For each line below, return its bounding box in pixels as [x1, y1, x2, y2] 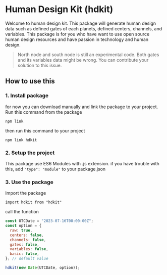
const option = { [5, 223, 42, 228]
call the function [5, 209, 39, 215]
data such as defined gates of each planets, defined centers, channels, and [5, 25, 162, 31]
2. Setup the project [5, 149, 55, 156]
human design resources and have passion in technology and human [5, 36, 149, 42]
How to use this [5, 77, 55, 85]
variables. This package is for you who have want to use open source [5, 31, 150, 37]
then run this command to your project [5, 127, 85, 133]
